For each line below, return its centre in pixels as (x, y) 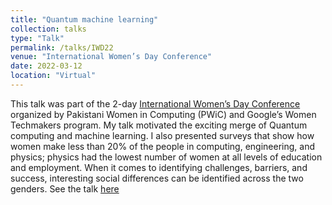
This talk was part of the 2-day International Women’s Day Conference (155, 103)
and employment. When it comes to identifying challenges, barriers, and (159, 167)
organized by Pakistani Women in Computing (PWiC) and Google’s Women (163, 114)
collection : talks (48, 29)
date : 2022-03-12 (46, 66)
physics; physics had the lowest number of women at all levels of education (166, 157)
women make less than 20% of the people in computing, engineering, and (162, 146)
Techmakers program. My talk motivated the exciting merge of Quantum (159, 125)
